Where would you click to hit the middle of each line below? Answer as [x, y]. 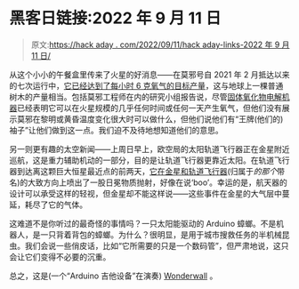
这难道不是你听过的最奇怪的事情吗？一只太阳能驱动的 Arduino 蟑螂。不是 [143, 223]
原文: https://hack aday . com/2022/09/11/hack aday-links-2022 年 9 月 [160, 44]
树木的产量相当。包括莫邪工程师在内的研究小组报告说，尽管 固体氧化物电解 [145, 96]
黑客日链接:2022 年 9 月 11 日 [115, 18]
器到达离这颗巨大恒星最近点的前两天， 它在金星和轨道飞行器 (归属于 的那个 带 [147, 171]
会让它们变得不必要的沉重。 [60, 257]
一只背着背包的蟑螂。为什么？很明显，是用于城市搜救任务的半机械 [161, 234]
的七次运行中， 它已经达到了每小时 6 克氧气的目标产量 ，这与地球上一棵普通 [146, 85]
